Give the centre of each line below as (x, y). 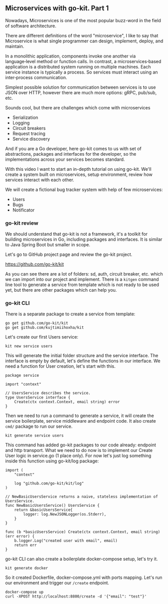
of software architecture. (31, 26)
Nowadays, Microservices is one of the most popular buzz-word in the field (83, 20)
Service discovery (31, 139)
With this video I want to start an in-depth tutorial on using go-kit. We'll (78, 169)
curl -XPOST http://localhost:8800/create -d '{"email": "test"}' (76, 596)
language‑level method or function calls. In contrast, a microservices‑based (83, 61)
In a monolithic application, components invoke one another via (71, 56)
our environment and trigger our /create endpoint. (57, 583)
